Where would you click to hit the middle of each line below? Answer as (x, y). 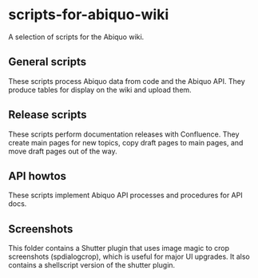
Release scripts (48, 115)
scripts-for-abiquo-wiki (89, 15)
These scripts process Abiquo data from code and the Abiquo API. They (127, 81)
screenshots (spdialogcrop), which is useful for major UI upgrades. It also (129, 256)
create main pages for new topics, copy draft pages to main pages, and (126, 142)
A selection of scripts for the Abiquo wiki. (76, 37)
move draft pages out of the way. (63, 151)
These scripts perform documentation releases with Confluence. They (124, 134)
